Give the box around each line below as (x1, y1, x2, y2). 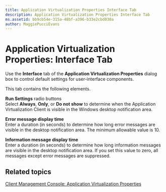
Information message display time (5, 137, 78, 143)
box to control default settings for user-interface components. (5, 76, 134, 82)
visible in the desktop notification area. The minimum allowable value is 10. (5, 127, 160, 133)
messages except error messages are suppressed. (5, 153, 111, 159)
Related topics (5, 167, 51, 176)
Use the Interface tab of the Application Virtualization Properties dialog (5, 71, 157, 77)
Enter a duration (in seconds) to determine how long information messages (5, 142, 161, 148)
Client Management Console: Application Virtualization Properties (5, 181, 142, 187)
